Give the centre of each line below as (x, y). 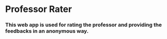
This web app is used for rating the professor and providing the (83, 25)
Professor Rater (39, 9)
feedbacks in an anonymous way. (47, 31)
